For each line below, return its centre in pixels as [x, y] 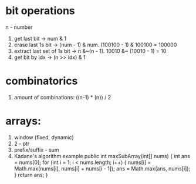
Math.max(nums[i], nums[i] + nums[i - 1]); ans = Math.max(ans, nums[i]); [102, 168]
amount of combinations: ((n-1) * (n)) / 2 [62, 97]
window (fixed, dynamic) [44, 137]
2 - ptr [22, 143]
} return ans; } [31, 175]
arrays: [23, 121]
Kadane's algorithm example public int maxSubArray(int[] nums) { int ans [102, 156]
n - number [19, 27]
